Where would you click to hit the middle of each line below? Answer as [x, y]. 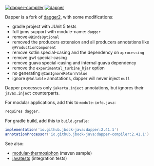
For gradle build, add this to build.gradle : [47, 121]
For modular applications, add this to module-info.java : [60, 102]
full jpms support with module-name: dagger [56, 31]
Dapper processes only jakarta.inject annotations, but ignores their [74, 88]
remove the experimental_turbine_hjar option [58, 68]
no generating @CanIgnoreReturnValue [50, 73]
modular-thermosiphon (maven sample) [52, 153]
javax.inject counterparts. [32, 93]
